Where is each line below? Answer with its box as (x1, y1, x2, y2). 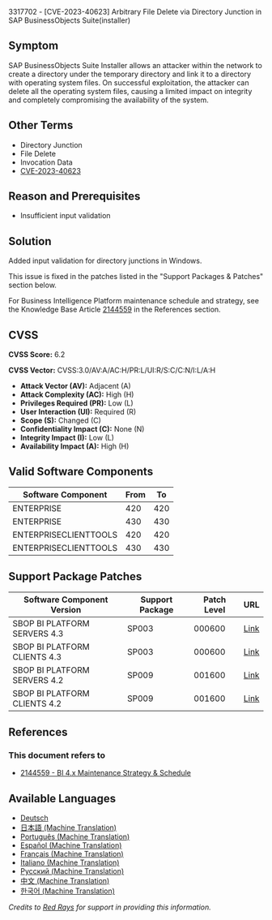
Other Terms (8, 118, 74, 132)
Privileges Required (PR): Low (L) (19, 398, 134, 408)
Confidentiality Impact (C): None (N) (19, 424, 145, 434)
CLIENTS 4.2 (12, 698, 62, 709)
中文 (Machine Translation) (19, 876, 110, 886)
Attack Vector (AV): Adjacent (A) (19, 381, 131, 391)
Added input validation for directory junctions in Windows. (8, 256, 202, 266)
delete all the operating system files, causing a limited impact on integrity (8, 86, 253, 96)
